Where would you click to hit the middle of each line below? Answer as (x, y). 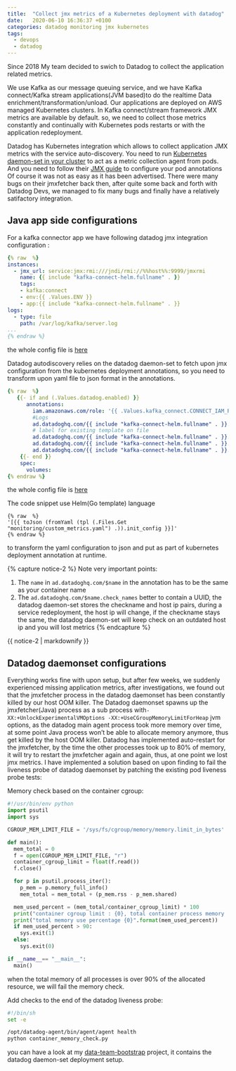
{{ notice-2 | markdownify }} (48, 641)
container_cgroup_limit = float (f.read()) (77, 862)
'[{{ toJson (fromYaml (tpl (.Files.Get (67, 522)
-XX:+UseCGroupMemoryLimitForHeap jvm (164, 718)
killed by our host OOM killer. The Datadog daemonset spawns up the (108, 703)
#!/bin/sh (22, 1013)
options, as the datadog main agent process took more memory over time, (115, 725)
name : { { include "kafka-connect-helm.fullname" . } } (100, 278)
